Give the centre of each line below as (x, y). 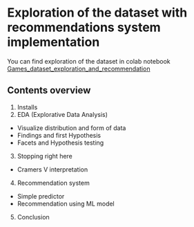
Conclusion (33, 217)
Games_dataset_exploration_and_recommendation (79, 69)
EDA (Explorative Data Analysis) (62, 114)
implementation (54, 42)
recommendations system (84, 27)
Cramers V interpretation (52, 169)
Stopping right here (45, 156)
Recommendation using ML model (66, 203)
